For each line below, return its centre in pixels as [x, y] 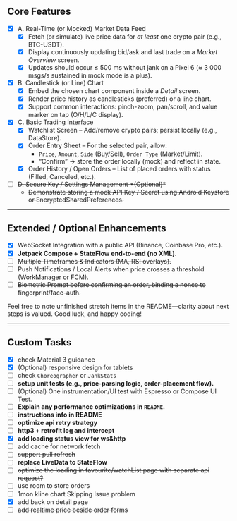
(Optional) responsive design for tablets [75, 367]
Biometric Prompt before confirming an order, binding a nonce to [111, 284]
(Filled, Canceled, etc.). [62, 176]
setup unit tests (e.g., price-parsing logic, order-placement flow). [115, 383]
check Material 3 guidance [56, 360]
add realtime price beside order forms [73, 510]
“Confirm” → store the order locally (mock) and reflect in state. [129, 161]
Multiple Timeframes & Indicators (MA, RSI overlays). [94, 261]
